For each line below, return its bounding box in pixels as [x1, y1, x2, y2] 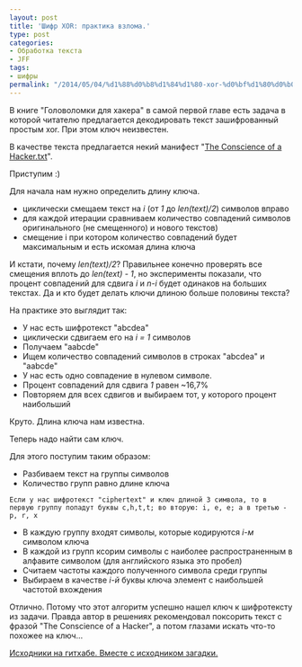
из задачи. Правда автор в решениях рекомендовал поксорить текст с [9, 610, 282, 621]
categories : [9, 38, 54, 48]
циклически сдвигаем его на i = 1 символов [22, 332, 191, 342]
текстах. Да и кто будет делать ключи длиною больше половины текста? [9, 287, 290, 298]
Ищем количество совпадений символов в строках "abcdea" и [22, 351, 265, 361]
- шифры [9, 72, 39, 81]
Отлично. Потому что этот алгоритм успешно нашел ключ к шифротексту [9, 601, 293, 612]
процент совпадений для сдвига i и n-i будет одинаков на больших [9, 278, 267, 289]
